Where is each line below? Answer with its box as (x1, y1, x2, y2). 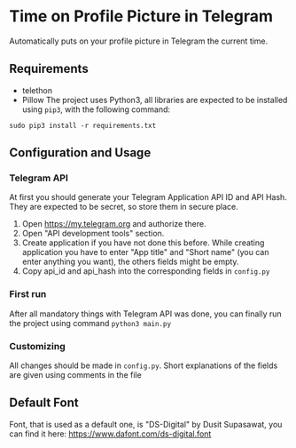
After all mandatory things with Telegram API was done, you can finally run (9, 308, 282, 319)
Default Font (9, 396, 79, 411)
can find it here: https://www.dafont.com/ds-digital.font (9, 428, 212, 439)
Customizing (9, 340, 66, 352)
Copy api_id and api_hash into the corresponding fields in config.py (21, 266, 270, 276)
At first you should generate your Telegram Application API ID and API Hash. (9, 192, 288, 203)
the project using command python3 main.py (9, 317, 171, 328)
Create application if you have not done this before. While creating (21, 237, 265, 248)
